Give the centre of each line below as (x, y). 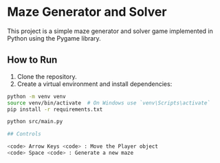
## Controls (24, 134)
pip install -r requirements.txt (55, 109)
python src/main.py (35, 122)
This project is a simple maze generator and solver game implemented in (110, 31)
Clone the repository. (47, 76)
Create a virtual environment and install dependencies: (95, 84)
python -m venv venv (37, 96)
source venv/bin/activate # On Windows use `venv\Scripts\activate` (109, 103)
